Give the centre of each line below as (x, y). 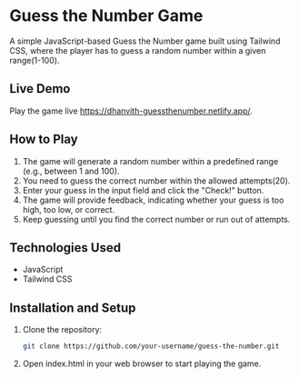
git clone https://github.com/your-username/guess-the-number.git (151, 346)
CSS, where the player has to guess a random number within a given (138, 50)
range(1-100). (35, 60)
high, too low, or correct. (69, 209)
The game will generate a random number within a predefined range (150, 161)
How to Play (44, 139)
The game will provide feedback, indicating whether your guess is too (153, 200)
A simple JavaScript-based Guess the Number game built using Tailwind (145, 41)
